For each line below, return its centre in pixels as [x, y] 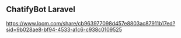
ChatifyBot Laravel [41, 9]
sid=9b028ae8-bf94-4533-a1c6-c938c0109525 [64, 29]
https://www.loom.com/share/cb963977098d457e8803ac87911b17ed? [91, 23]
